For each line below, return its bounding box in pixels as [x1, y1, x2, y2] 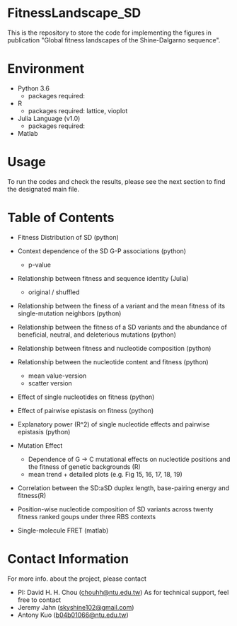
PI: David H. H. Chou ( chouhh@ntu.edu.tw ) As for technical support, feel [17, 588, 229, 596]
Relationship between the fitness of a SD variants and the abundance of [17, 323, 228, 331]
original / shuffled [28, 288, 80, 296]
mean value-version [28, 371, 87, 380]
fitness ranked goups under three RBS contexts [17, 512, 156, 521]
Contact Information [7, 550, 129, 567]
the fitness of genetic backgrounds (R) [28, 462, 141, 471]
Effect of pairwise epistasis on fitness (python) [17, 406, 154, 415]
